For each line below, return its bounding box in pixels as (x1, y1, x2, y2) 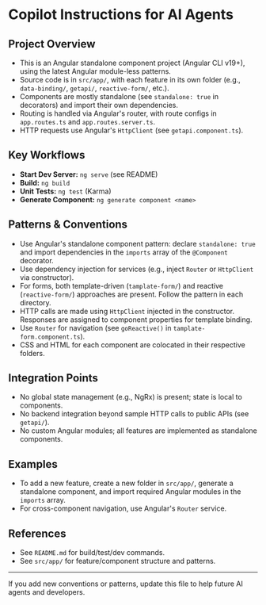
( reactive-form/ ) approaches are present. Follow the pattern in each (19, 289, 244, 299)
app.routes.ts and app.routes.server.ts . (19, 117, 156, 126)
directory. (19, 297, 51, 307)
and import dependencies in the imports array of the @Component (19, 247, 228, 257)
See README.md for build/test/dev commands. (19, 548, 165, 557)
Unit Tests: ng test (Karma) (19, 186, 112, 196)
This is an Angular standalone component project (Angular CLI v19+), (19, 58, 245, 67)
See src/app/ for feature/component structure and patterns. (19, 557, 216, 566)
